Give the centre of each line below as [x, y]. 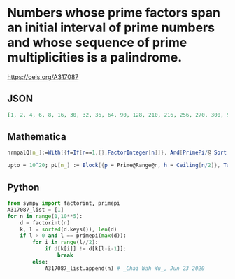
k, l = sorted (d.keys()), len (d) [69, 229]
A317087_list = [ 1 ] [36, 210]
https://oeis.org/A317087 [43, 77]
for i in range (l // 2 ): [65, 243]
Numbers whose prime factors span [114, 13]
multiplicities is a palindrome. [95, 58]
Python [23, 187]
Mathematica [37, 137]
